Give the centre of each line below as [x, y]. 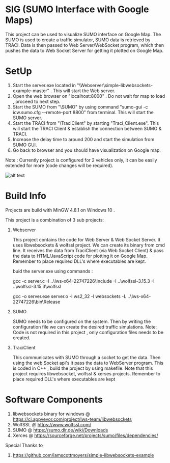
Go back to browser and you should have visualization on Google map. [87, 150]
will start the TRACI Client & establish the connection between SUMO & [87, 128]
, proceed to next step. [36, 101]
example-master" [31, 91]
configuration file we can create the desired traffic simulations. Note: [85, 326]
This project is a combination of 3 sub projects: [55, 220]
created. [21, 338]
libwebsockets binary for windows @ [51, 414]
